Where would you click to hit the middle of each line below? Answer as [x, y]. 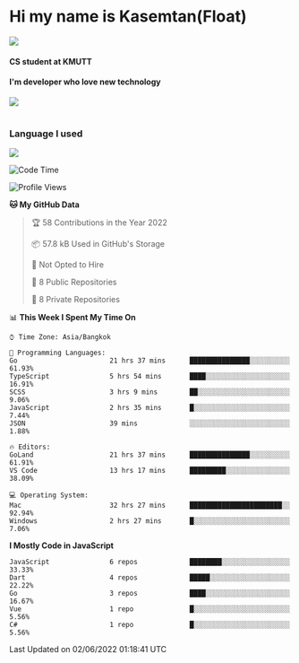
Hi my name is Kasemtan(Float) [128, 17]
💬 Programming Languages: [57, 353]
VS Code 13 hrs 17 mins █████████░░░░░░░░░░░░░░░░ [150, 471]
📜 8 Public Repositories [74, 282]
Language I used [46, 134]
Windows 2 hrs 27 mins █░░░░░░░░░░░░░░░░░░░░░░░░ [150, 521]
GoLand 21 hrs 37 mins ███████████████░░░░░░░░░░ [150, 455]
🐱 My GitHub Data [45, 205]
